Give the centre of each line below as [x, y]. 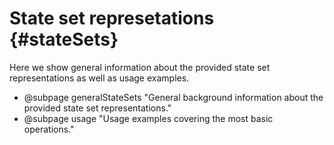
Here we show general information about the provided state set [140, 67]
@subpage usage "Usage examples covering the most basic [148, 118]
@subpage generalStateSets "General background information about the [173, 97]
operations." [49, 129]
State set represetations [112, 18]
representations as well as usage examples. [99, 78]
